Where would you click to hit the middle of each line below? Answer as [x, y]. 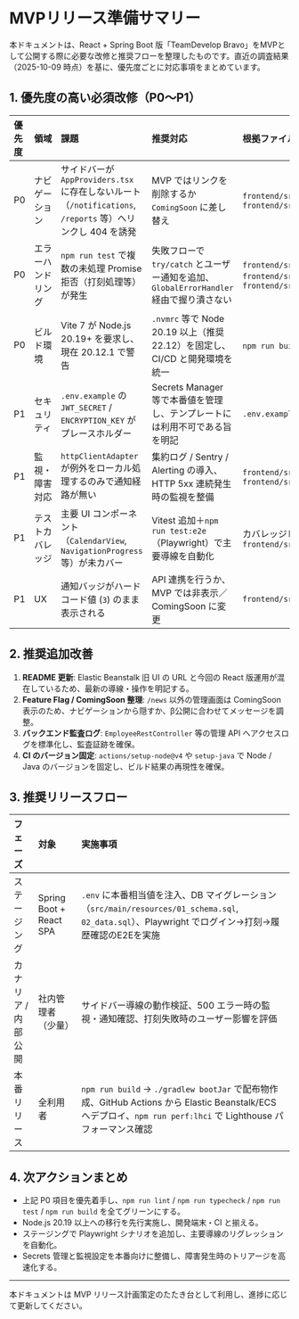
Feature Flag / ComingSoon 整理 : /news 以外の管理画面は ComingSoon [152, 699]
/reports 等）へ [94, 218]
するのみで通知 [101, 481]
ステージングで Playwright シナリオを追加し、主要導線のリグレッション [153, 1234]
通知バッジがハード [101, 586]
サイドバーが [88, 169]
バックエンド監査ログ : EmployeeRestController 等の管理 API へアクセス [152, 733]
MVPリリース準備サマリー [105, 18]
